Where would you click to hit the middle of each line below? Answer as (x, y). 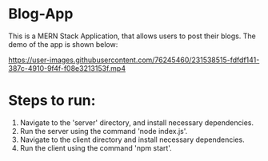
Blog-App (41, 14)
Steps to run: (52, 101)
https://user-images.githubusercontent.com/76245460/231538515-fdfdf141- (134, 60)
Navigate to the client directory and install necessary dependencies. (132, 139)
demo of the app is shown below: (63, 44)
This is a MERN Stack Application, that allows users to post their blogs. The (132, 36)
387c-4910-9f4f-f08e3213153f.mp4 (67, 68)
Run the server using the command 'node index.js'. (104, 131)
